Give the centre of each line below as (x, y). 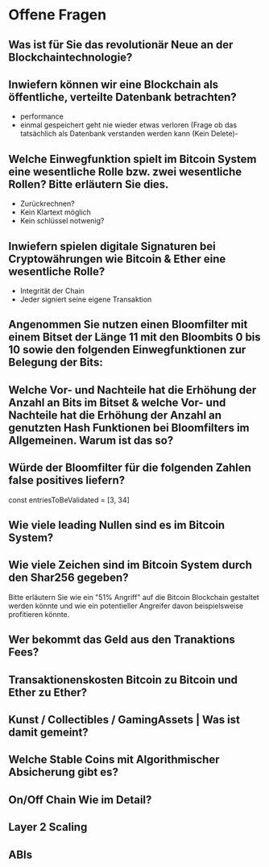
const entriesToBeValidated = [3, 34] (69, 500)
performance (42, 117)
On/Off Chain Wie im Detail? (80, 800)
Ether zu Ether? (48, 692)
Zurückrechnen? (47, 204)
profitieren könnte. (39, 614)
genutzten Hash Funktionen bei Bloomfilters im (129, 428)
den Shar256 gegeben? (68, 578)
